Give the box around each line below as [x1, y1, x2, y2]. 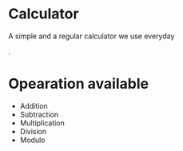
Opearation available [8, 75, 149, 93]
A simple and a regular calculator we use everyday [8, 31, 175, 41]
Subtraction [19, 109, 58, 119]
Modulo [19, 135, 46, 145]
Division [19, 126, 46, 136]
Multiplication [19, 117, 66, 128]
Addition [19, 101, 48, 110]
